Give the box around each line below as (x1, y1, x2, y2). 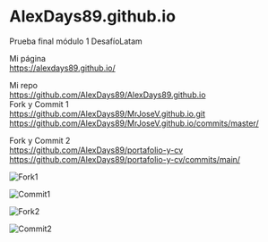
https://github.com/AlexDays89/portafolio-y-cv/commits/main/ (9, 154, 240, 164)
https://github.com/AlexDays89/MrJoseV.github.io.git (9, 108, 206, 119)
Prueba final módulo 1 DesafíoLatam (9, 36, 143, 46)
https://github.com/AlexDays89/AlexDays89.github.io (9, 89, 206, 100)
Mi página (9, 53, 47, 63)
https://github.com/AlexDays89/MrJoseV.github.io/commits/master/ (9, 118, 259, 129)
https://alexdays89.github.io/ (9, 63, 117, 73)
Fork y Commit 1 (9, 98, 69, 109)
